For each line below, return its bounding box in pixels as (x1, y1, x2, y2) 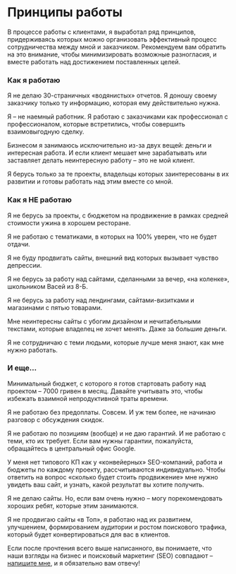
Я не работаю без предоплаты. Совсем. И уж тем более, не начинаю (7, 407, 216, 417)
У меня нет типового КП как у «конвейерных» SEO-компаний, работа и (7, 458, 223, 466)
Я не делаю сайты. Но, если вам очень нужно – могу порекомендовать (7, 494, 223, 502)
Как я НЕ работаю (7, 195, 72, 205)
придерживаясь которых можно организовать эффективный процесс (7, 35, 217, 43)
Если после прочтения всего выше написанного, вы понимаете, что (7, 544, 213, 552)
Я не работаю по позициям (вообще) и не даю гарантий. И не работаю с (7, 429, 226, 438)
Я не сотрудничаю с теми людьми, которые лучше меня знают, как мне (7, 338, 224, 347)
